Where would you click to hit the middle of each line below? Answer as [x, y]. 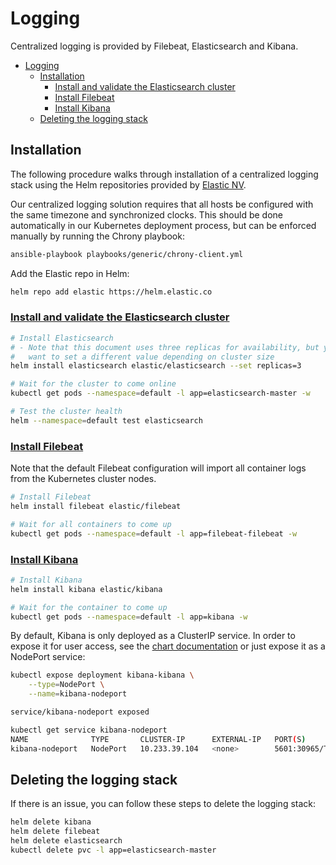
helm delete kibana [51, 822]
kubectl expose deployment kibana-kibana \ [102, 675]
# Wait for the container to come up [89, 607]
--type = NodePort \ [66, 685]
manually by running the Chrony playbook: [97, 236]
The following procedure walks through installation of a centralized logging [164, 174]
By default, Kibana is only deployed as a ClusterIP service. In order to [153, 636]
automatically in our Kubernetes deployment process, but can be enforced [163, 225]
